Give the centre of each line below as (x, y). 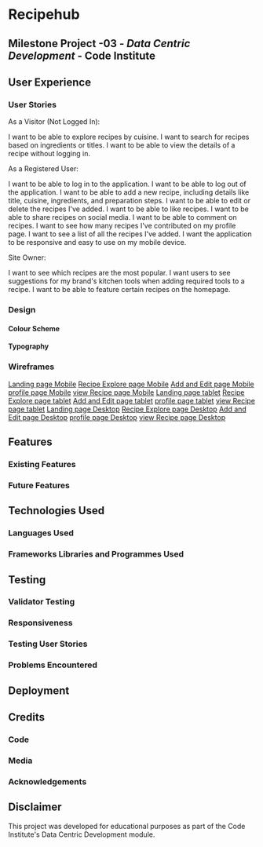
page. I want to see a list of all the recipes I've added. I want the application (130, 234)
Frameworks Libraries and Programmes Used (96, 554)
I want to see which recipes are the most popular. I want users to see (119, 273)
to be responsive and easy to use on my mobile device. (97, 243)
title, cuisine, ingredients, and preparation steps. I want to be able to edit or (130, 201)
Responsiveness (40, 623)
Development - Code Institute (82, 55)
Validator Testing (42, 602)
